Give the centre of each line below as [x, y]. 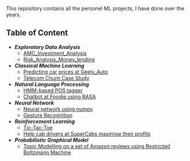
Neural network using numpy [58, 109]
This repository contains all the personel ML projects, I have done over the [95, 8]
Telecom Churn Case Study [56, 78]
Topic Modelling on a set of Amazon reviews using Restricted [97, 146]
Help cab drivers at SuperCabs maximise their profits [87, 134]
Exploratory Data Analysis [47, 47]
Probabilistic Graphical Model [51, 140]
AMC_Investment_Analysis [55, 53]
